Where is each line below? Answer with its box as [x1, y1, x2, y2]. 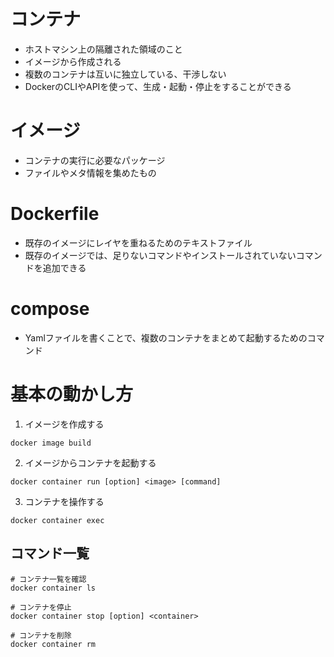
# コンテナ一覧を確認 [10, 574, 87, 584]
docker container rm [10, 639, 97, 649]
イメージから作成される [24, 55, 122, 67]
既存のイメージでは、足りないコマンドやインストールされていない [24, 249, 297, 261]
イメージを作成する [24, 418, 105, 430]
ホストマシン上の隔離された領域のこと [24, 43, 183, 55]
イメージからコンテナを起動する [24, 456, 157, 469]
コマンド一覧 [10, 545, 90, 562]
